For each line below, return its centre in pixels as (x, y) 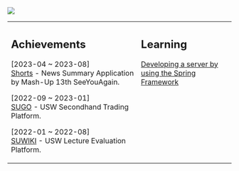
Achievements (49, 44)
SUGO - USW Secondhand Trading (70, 107)
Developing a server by (180, 64)
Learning (164, 44)
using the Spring (169, 73)
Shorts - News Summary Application (73, 73)
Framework (160, 82)
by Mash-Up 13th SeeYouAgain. (65, 82)
